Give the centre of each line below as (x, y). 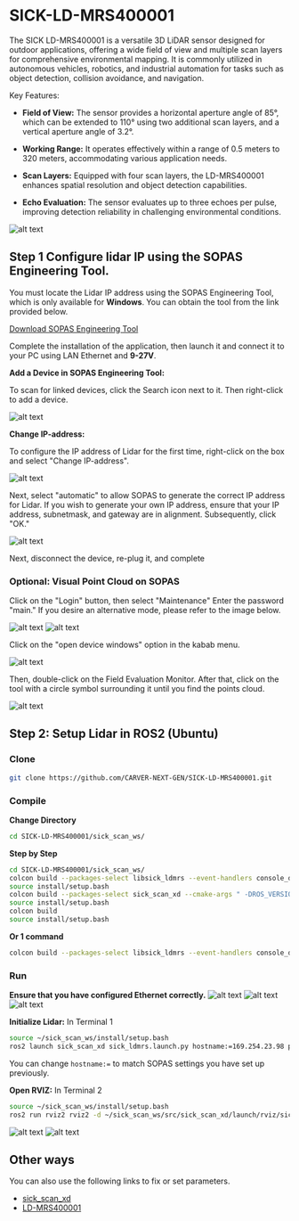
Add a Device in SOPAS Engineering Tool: (87, 373)
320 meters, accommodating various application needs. (125, 158)
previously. (29, 1073)
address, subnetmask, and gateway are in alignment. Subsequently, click (143, 514)
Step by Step (33, 853)
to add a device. (39, 399)
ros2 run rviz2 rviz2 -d (55, 1115)
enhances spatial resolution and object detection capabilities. (134, 184)
